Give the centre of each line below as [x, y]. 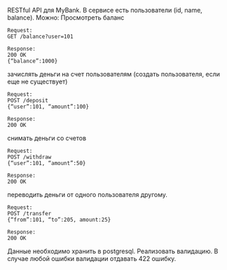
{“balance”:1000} [33, 61]
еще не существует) [37, 81]
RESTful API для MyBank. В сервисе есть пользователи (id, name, [105, 10]
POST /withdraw [29, 157]
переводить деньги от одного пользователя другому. [88, 195]
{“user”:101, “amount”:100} [48, 107]
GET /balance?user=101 [40, 36]
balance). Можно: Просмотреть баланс [66, 18]
